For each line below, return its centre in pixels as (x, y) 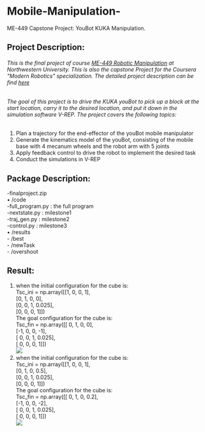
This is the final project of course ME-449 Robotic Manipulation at (91, 63)
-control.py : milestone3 (37, 225)
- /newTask (21, 245)
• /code (16, 199)
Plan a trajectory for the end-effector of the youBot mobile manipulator (105, 133)
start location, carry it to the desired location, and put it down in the (92, 108)
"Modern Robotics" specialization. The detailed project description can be (100, 76)
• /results (19, 232)
